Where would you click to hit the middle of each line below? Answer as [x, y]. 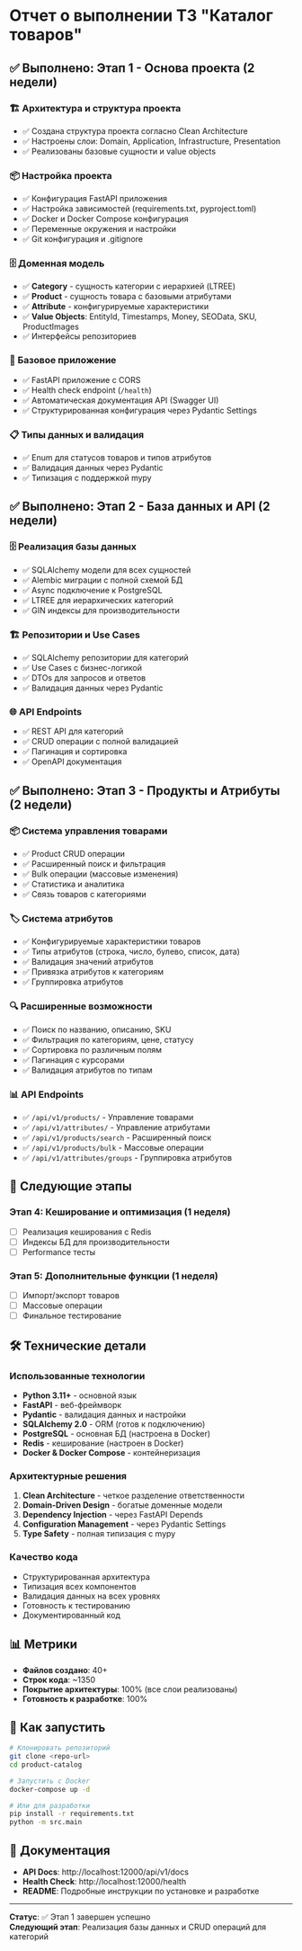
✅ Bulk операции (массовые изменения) [100, 874]
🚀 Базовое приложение [63, 361]
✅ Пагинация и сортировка [75, 752]
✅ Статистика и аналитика [73, 884]
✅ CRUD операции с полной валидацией [100, 742]
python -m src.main [46, 1822]
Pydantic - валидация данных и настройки [104, 1414]
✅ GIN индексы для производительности [101, 610]
